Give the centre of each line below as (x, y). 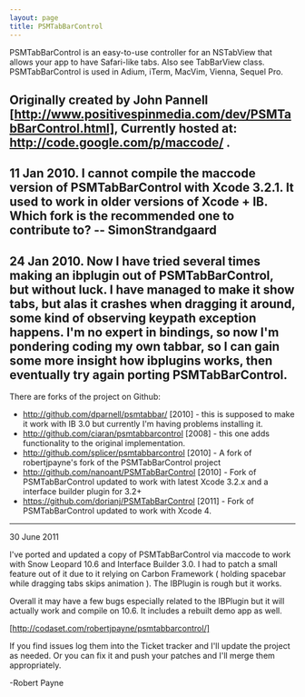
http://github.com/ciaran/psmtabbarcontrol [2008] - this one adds (146, 433)
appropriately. (35, 665)
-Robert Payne (37, 683)
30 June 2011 (34, 537)
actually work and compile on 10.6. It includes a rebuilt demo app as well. (146, 611)
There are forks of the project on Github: (85, 397)
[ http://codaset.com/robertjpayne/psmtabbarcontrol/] (110, 629)
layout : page (34, 18)
